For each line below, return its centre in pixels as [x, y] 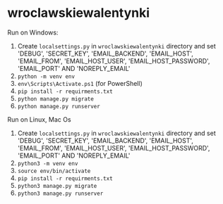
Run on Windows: [33, 32]
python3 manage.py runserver [60, 193]
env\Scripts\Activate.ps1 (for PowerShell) [80, 83]
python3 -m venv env [48, 163]
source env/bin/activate [54, 171]
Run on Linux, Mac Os [40, 119]
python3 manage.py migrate [57, 186]
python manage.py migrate [55, 99]
